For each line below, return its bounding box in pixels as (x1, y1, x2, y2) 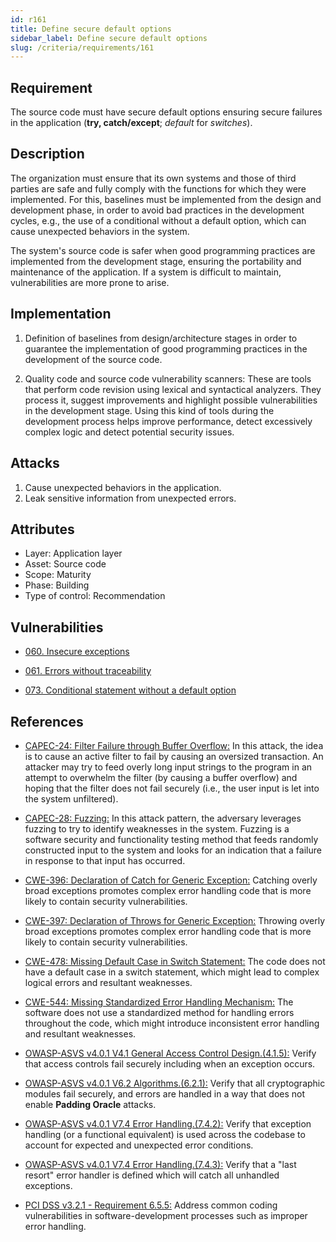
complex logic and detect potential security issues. (24, 426, 235, 438)
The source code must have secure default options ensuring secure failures (10, 106, 323, 118)
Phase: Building (24, 579, 90, 591)
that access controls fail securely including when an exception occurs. (24, 1057, 316, 1070)
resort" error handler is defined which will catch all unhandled (24, 1169, 280, 1181)
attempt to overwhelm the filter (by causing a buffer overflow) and (24, 771, 298, 783)
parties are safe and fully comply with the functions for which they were (10, 182, 307, 195)
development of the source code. (24, 353, 163, 365)
